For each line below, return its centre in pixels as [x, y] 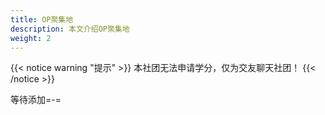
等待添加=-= [36, 100]
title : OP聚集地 [42, 19]
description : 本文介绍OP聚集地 [70, 29]
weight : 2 [31, 38]
